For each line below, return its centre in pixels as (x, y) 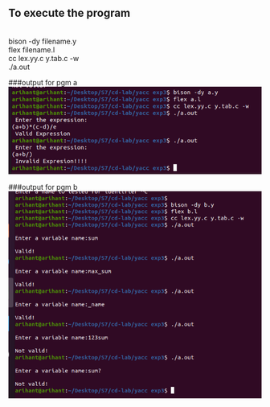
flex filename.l (32, 49)
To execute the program (70, 13)
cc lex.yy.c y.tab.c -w (44, 58)
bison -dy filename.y (43, 41)
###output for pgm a (43, 82)
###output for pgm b (43, 187)
